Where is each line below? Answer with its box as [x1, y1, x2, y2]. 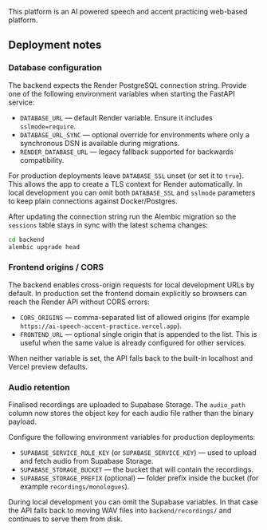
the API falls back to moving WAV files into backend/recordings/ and [8, 506, 232, 516]
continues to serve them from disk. [8, 514, 124, 524]
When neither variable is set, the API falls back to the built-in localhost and [8, 353, 253, 362]
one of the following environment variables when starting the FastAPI [8, 89, 235, 98]
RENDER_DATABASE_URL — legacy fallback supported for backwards [19, 147, 234, 156]
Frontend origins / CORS [8, 262, 104, 273]
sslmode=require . [19, 121, 77, 131]
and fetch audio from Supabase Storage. [19, 457, 154, 466]
